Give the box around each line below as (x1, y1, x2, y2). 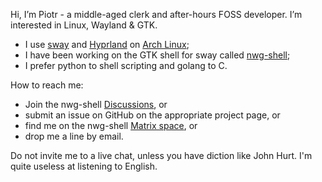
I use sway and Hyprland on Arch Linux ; (24, 39, 190, 50)
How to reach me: (10, 79, 84, 91)
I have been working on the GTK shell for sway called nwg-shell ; (24, 49, 291, 61)
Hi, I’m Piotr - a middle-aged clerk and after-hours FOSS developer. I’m (10, 9, 303, 20)
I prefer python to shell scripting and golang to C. (24, 60, 228, 71)
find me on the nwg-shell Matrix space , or (24, 120, 198, 131)
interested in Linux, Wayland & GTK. (10, 19, 158, 31)
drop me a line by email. (24, 130, 124, 142)
